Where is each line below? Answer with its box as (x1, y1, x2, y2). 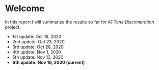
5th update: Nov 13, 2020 (12, 54, 64, 60)
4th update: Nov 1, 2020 (12, 49, 61, 55)
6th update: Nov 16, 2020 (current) (12, 59, 85, 65)
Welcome (5, 3, 45, 14)
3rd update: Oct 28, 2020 (12, 44, 64, 50)
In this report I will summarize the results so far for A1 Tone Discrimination (5, 19, 155, 25)
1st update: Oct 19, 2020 (12, 34, 62, 39)
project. (5, 24, 21, 30)
